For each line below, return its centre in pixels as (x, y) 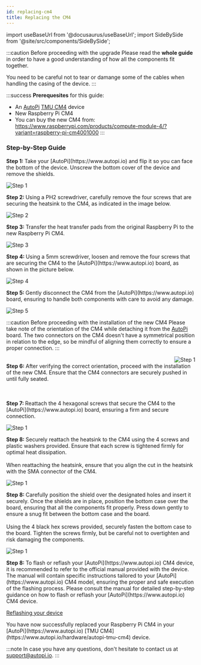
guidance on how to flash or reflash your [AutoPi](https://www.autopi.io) (95, 595)
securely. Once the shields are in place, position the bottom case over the (97, 501)
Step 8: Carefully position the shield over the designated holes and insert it (99, 495)
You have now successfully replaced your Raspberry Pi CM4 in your (90, 624)
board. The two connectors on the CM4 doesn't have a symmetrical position (100, 335)
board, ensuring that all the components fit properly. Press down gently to (97, 507)
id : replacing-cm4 (29, 12)
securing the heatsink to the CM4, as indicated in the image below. (88, 203)
